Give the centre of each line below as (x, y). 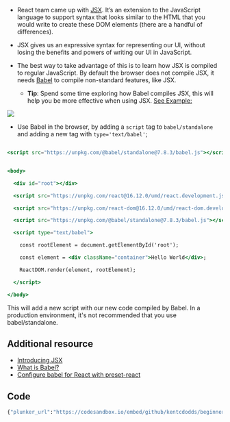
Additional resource (50, 344)
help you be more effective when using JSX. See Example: (110, 101)
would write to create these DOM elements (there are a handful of (110, 24)
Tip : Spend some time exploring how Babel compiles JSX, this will (120, 93)
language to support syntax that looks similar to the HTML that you (111, 17)
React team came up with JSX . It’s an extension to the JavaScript (108, 10)
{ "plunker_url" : (30, 412)
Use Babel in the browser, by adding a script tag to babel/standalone (115, 127)
